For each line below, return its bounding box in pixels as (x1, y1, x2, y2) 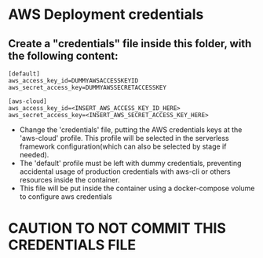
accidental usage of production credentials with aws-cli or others (19, 167, 231, 176)
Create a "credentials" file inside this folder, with (8, 37, 252, 50)
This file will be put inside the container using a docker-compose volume (19, 183, 255, 193)
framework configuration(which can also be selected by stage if (19, 142, 227, 151)
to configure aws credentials (19, 192, 112, 201)
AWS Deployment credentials (8, 6, 204, 24)
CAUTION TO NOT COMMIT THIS (8, 219, 226, 238)
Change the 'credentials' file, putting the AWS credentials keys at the (19, 125, 243, 135)
